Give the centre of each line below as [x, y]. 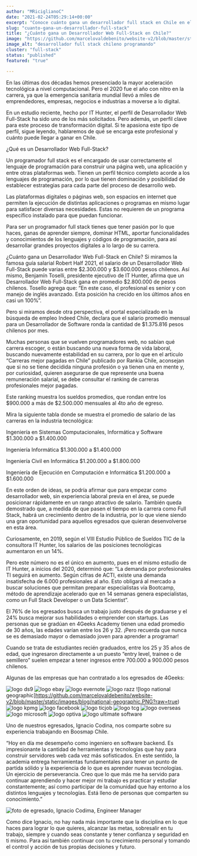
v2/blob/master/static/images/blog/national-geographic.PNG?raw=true [92, 701]
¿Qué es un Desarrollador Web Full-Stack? [57, 149]
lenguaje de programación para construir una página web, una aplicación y [97, 166]
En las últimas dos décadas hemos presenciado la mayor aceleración [89, 82]
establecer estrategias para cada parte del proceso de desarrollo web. [91, 185]
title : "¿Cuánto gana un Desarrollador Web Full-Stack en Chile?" [89, 33]
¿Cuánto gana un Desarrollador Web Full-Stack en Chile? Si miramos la [92, 256]
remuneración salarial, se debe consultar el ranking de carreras [83, 379]
